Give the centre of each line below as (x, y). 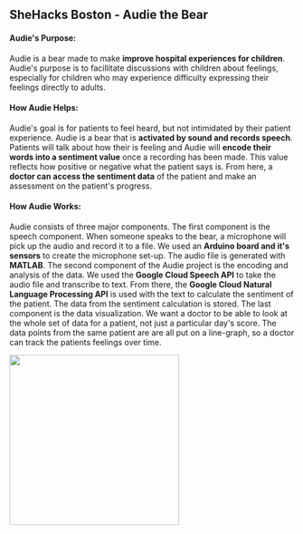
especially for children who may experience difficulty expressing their (139, 77)
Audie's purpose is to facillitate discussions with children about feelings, (144, 68)
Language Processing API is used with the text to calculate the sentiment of (151, 294)
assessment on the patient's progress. (81, 186)
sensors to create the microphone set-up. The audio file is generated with (147, 256)
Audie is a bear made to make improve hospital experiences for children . (147, 58)
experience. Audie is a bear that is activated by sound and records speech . (151, 137)
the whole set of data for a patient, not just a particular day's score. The (143, 323)
